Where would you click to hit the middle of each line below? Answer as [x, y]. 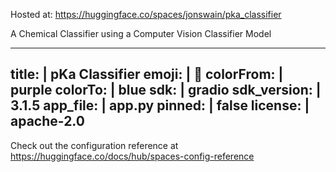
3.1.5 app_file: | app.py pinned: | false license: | [160, 105]
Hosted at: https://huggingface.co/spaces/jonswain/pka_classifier [146, 14]
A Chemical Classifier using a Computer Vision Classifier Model [141, 33]
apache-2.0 [47, 121]
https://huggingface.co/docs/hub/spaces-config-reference [132, 156]
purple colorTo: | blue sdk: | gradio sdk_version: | [166, 90]
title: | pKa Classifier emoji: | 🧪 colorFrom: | [147, 74]
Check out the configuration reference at [94, 145]
